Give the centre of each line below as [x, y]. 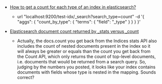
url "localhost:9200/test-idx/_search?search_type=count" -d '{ [81, 16]
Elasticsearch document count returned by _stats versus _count [74, 31]
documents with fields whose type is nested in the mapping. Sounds [86, 72]
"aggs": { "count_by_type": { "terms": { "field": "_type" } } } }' [79, 22]
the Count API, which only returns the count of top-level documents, [86, 56]
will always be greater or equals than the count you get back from [84, 51]
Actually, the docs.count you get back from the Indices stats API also [87, 41]
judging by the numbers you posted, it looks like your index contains [86, 67]
